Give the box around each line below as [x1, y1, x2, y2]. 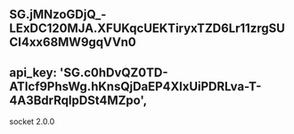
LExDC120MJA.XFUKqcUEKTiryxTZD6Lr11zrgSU [9, 21, 285, 36]
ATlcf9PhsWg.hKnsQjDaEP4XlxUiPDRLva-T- [9, 79, 262, 94]
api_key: [9, 65, 58, 80]
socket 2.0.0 [9, 116, 55, 127]
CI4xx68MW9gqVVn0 [9, 35, 136, 50]
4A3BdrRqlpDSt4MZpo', [9, 92, 148, 107]
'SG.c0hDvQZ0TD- [59, 65, 168, 80]
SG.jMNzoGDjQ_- [9, 7, 107, 22]
